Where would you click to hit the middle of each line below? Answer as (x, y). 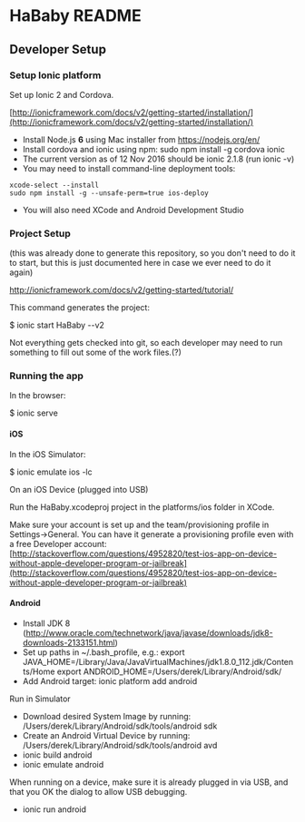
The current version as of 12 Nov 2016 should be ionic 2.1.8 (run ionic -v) (158, 159)
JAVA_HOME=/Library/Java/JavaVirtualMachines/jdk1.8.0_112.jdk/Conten (158, 661)
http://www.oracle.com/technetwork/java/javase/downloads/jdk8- (150, 632)
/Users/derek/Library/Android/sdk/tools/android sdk (120, 726)
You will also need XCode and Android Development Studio (133, 210)
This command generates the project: (79, 308)
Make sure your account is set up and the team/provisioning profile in (139, 524)
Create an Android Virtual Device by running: (106, 735)
